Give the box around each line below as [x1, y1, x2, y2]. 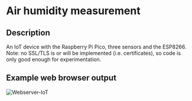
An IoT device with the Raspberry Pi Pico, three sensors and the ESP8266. [6, 43, 187, 50]
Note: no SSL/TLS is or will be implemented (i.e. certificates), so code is [6, 50, 181, 57]
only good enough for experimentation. [6, 56, 102, 63]
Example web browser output [6, 73, 117, 83]
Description [6, 28, 50, 38]
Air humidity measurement [6, 4, 141, 18]
